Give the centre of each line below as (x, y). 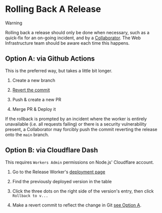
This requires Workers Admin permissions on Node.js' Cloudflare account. (80, 162)
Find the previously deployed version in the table (62, 181)
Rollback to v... (30, 196)
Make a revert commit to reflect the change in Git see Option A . (77, 205)
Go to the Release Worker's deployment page (59, 172)
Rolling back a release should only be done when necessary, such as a (77, 32)
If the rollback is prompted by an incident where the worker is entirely (76, 119)
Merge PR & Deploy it (34, 109)
